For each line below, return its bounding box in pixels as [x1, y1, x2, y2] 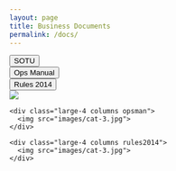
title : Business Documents [9, 22, 111, 31]
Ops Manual [14, 68, 55, 77]
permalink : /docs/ [9, 30, 79, 39]
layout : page [9, 13, 59, 22]
